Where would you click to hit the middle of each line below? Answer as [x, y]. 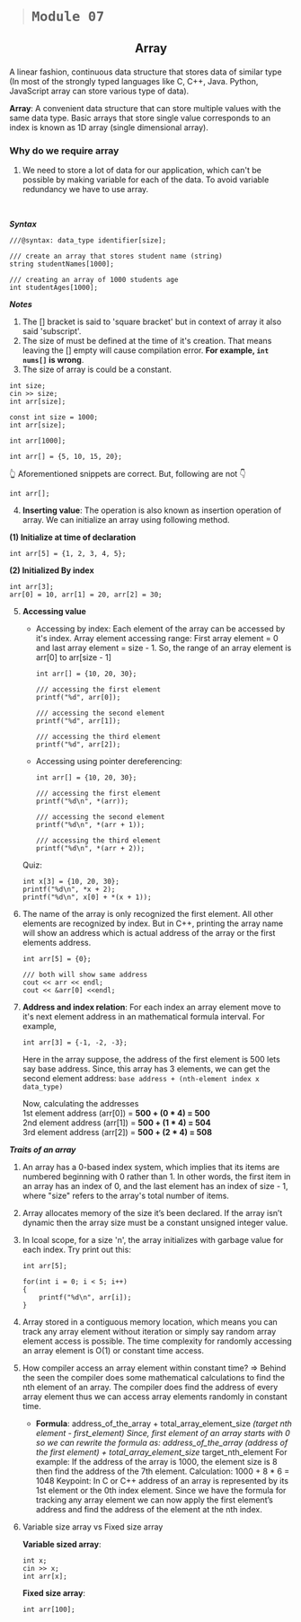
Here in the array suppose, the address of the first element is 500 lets [151, 1059]
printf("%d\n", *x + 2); [69, 889]
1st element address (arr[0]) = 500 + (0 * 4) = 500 [116, 1113]
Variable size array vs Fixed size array [93, 1527]
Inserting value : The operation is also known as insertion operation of [152, 510]
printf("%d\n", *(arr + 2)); [90, 848]
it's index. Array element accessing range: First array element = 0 [157, 638]
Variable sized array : [62, 1544]
